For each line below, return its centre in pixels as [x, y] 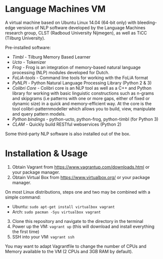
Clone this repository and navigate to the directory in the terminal [78, 221]
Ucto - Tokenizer [29, 62]
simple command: [23, 197]
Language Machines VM [55, 9]
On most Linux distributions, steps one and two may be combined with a [78, 192]
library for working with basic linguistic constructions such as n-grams [83, 93]
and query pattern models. [39, 114]
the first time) [26, 231]
